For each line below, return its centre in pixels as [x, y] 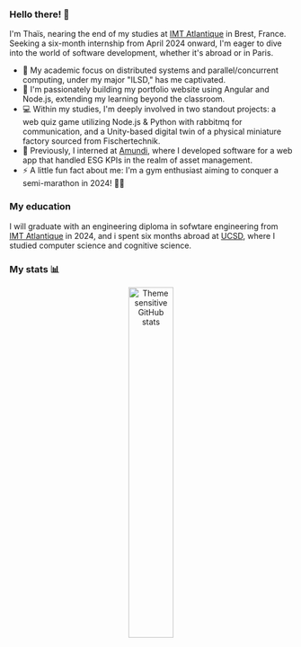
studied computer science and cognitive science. [100, 245]
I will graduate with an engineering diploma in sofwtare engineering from [144, 226]
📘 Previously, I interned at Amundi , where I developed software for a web [157, 151]
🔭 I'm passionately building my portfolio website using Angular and [146, 90]
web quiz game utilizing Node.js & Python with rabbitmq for [132, 122]
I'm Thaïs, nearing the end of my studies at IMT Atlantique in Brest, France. [148, 34]
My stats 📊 [35, 269]
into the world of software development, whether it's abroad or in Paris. [142, 53]
